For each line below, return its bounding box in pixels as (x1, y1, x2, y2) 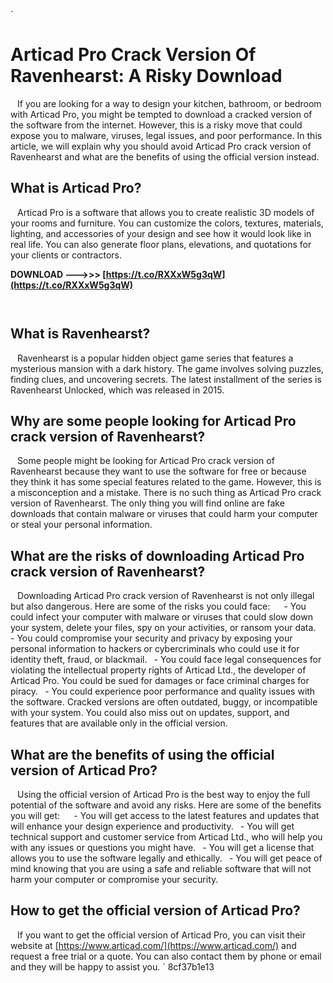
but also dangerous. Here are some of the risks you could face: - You (10, 600, 307, 613)
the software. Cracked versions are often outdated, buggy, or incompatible (10, 696, 318, 708)
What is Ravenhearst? (10, 325, 151, 343)
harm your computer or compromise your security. (10, 874, 219, 885)
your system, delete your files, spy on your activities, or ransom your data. (10, 622, 317, 634)
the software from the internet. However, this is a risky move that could (10, 119, 303, 131)
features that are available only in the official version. (10, 717, 228, 729)
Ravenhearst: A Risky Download (10, 65, 283, 88)
